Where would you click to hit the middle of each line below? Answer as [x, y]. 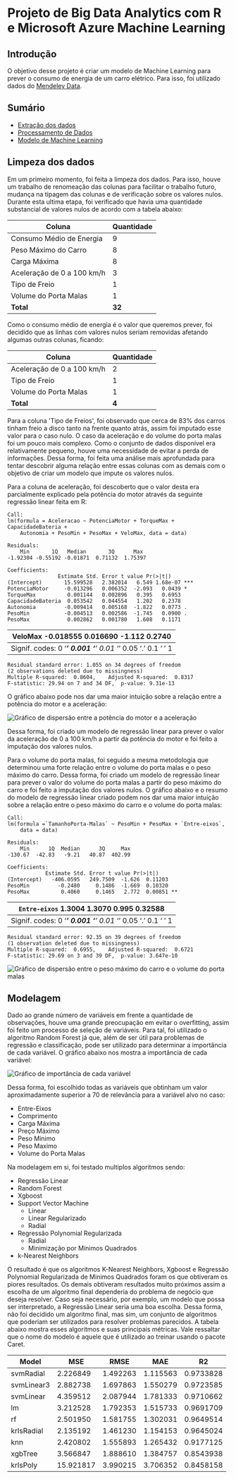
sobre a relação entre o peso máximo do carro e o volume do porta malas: [115, 804]
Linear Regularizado [57, 1218]
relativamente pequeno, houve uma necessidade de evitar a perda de [108, 450]
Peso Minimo [36, 1139]
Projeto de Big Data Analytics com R [114, 13]
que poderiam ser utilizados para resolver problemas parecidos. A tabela [113, 1322]
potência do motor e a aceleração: [57, 704]
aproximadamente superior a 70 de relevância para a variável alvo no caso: [116, 1095]
